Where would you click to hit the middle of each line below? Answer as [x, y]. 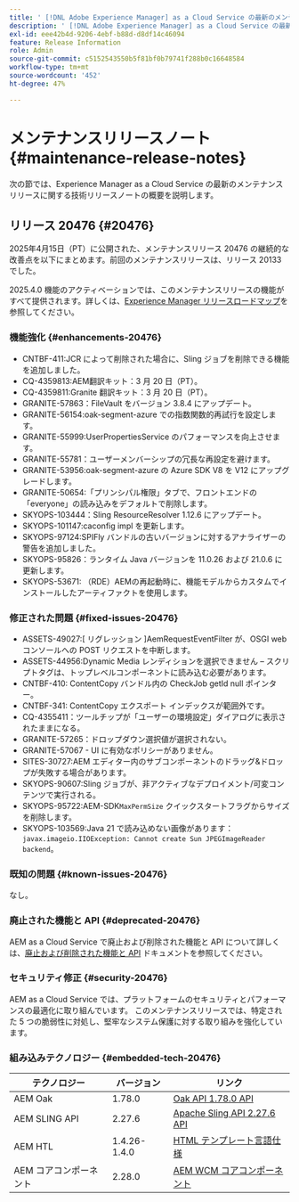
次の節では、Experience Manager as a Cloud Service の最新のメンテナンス [146, 184]
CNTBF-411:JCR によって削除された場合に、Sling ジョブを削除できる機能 [156, 358]
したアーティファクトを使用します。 [127, 593]
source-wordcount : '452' [55, 76]
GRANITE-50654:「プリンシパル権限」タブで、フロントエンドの [140, 492]
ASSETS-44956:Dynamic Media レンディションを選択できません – [143, 661]
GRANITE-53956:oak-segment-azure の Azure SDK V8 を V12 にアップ [152, 470]
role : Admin [31, 51]
